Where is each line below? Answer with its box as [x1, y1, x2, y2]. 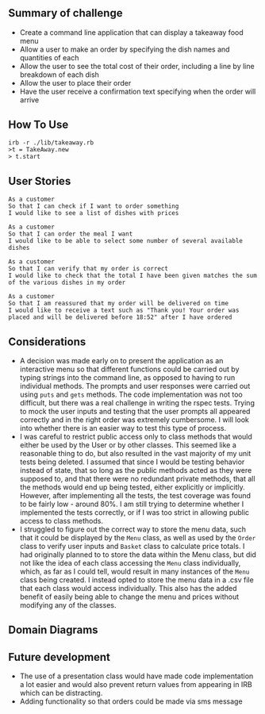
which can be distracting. [19, 689, 103, 698]
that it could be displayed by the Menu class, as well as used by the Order [19, 533, 256, 543]
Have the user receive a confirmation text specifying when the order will [19, 86, 256, 96]
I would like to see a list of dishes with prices [8, 209, 179, 217]
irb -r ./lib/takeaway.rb [8, 139, 94, 147]
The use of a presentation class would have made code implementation [19, 671, 254, 681]
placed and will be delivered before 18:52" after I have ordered [8, 313, 232, 321]
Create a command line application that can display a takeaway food [19, 27, 244, 37]
